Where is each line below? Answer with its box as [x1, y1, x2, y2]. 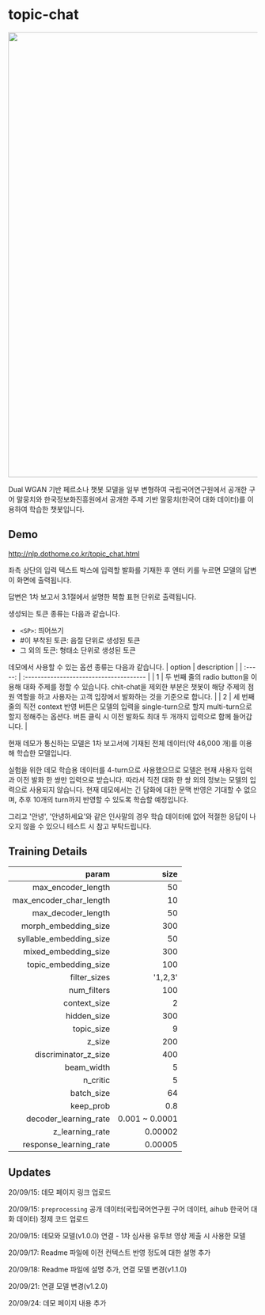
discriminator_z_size [34, 1048, 111, 1059]
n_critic [82, 1074, 111, 1086]
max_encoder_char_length [12, 894, 111, 905]
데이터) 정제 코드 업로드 [16, 1215, 89, 1224]
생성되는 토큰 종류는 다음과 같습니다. [8, 608, 120, 618]
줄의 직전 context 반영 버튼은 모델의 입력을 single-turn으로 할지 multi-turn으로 [8, 702, 252, 711]
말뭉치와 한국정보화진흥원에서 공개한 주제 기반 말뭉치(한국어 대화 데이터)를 [16, 495, 246, 504]
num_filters [68, 984, 111, 995]
